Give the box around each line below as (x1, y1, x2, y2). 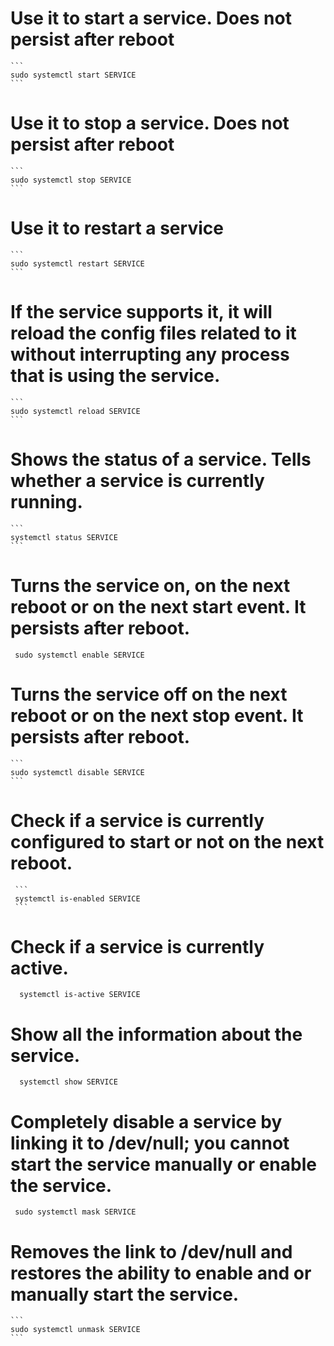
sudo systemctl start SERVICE (10, 70, 137, 80)
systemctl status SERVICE (10, 532, 118, 542)
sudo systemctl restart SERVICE (10, 258, 145, 269)
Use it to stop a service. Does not (10, 112, 290, 135)
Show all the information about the (10, 1023, 303, 1046)
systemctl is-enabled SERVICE (14, 893, 141, 904)
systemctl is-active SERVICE (19, 990, 141, 1000)
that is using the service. (10, 365, 221, 387)
